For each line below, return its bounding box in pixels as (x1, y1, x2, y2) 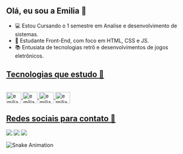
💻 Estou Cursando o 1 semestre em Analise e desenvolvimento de (14, 22, 177, 29)
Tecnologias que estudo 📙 (6, 70, 105, 80)
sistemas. (14, 30, 39, 37)
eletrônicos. (14, 52, 45, 59)
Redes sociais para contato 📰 (6, 114, 116, 124)
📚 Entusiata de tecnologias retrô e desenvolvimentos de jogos (14, 43, 168, 51)
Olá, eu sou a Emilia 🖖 (6, 6, 87, 16)
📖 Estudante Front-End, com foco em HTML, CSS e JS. (14, 37, 150, 44)
